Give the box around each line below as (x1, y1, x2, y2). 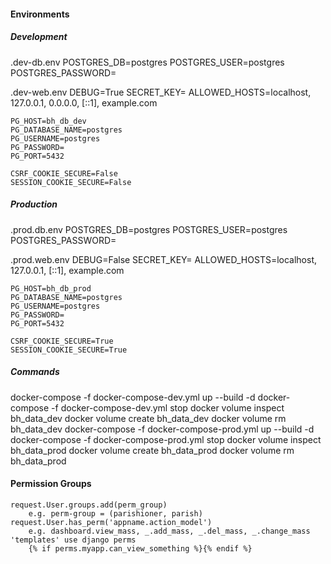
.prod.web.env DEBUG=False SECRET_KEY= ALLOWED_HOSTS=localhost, (10, 253, 318, 265)
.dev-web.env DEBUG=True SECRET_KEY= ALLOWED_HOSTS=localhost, (10, 86, 312, 98)
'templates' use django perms (10, 535, 137, 545)
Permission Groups (10, 478, 92, 490)
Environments (10, 8, 70, 20)
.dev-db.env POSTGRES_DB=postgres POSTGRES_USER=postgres (10, 56, 285, 68)
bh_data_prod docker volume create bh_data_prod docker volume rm (10, 444, 295, 456)
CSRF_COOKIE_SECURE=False (10, 168, 118, 179)
